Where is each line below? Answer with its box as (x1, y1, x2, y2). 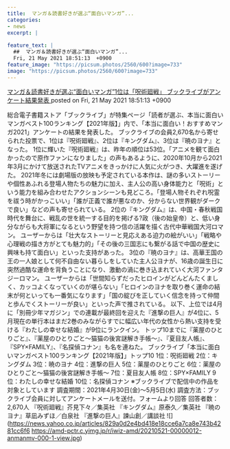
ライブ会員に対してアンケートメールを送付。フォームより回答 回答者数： (12, 394, 219, 402)
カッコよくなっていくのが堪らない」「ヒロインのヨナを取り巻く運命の (19, 283, 215, 291)
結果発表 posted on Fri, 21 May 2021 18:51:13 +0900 (25, 96, 172, 104)
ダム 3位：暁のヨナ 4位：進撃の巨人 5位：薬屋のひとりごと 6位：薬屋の (19, 360, 222, 368)
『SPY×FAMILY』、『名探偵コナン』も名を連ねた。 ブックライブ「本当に (7, 342, 209, 351)
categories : (7, 17, 41, 23)
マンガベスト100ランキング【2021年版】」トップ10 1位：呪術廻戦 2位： (12, 351, 212, 360)
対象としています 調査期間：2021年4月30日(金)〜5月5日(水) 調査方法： (7, 386, 208, 394)
